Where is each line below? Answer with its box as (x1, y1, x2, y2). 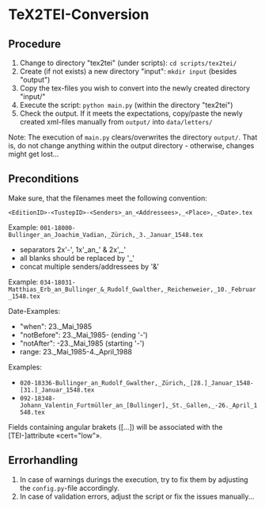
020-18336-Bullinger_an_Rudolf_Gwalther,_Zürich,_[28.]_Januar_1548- (19, 379, 255, 387)
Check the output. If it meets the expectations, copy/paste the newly (19, 109, 243, 118)
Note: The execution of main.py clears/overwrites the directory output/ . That (8, 132, 258, 142)
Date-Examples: (8, 306, 61, 316)
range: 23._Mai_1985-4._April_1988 (19, 346, 133, 356)
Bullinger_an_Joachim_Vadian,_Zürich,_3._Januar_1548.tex (8, 231, 203, 239)
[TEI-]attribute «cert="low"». (8, 431, 102, 440)
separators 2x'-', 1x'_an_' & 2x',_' (19, 244, 127, 254)
